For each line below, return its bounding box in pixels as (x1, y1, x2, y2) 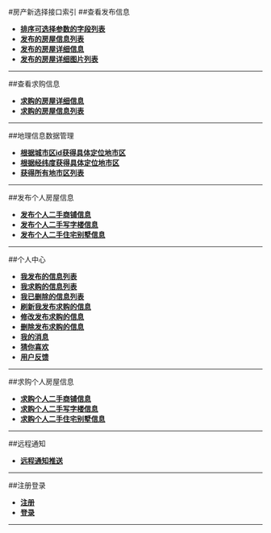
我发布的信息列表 (19, 272, 77, 281)
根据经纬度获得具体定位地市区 (19, 158, 119, 167)
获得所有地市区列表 (19, 168, 85, 177)
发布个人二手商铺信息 (19, 210, 91, 219)
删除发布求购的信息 (19, 322, 85, 332)
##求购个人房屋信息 (8, 377, 74, 386)
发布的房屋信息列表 (19, 35, 85, 43)
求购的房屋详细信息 (19, 96, 85, 105)
